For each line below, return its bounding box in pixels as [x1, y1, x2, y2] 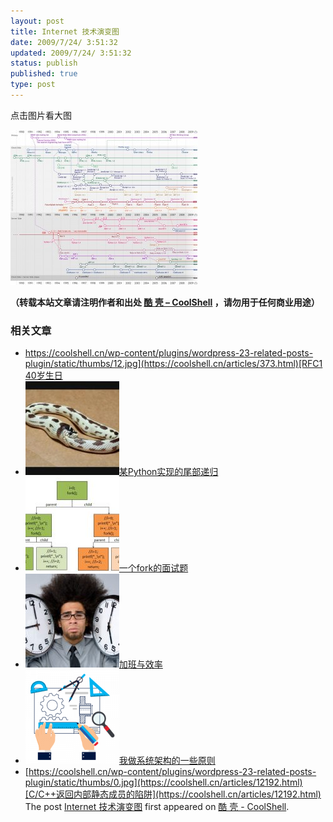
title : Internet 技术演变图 [10, 26, 120, 37]
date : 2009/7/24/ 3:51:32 [10, 37, 118, 47]
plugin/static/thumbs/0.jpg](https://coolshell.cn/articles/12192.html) [24, 776, 303, 789]
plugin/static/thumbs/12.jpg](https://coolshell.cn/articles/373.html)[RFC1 [24, 358, 323, 370]
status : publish [10, 58, 78, 69]
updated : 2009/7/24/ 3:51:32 [10, 48, 132, 58]
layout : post [10, 16, 65, 26]
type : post [10, 80, 56, 90]
